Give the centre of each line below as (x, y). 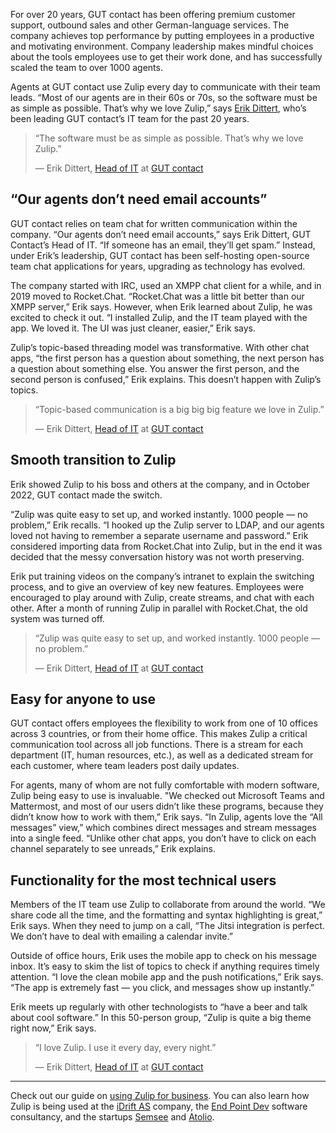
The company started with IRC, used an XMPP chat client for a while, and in (166, 285)
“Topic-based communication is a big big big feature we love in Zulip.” (179, 409)
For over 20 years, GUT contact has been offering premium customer (153, 14)
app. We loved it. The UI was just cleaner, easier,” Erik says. (133, 328)
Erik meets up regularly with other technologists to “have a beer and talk (159, 1007)
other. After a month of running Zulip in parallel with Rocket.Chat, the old (159, 608)
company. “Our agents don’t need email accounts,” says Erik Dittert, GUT (161, 234)
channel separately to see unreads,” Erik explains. (113, 849)
